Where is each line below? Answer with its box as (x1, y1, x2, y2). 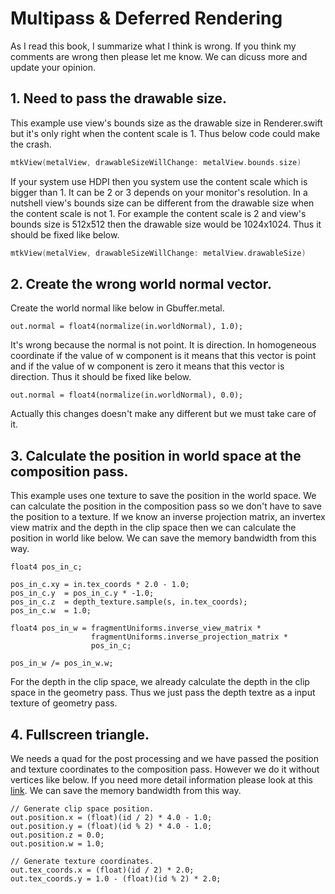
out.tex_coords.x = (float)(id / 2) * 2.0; (10, 865, 195, 875)
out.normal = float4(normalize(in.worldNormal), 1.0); (10, 322, 244, 332)
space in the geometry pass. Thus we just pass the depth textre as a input (10, 687, 316, 699)
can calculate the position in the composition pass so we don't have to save (10, 500, 322, 512)
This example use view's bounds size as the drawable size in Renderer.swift (10, 117, 323, 129)
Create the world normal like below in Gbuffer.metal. (10, 302, 225, 314)
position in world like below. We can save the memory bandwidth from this (10, 532, 317, 544)
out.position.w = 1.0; (10, 838, 105, 849)
